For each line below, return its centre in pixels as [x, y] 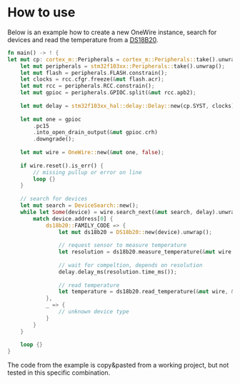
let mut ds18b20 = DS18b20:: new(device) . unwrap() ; [135, 232]
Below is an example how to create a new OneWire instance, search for [112, 32]
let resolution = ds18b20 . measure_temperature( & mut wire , [146, 252]
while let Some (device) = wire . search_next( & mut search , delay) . [120, 212]
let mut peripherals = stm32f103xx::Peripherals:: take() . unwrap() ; [122, 66]
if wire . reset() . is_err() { [62, 166]
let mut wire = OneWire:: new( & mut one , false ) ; [92, 153]
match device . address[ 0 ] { [73, 218]
